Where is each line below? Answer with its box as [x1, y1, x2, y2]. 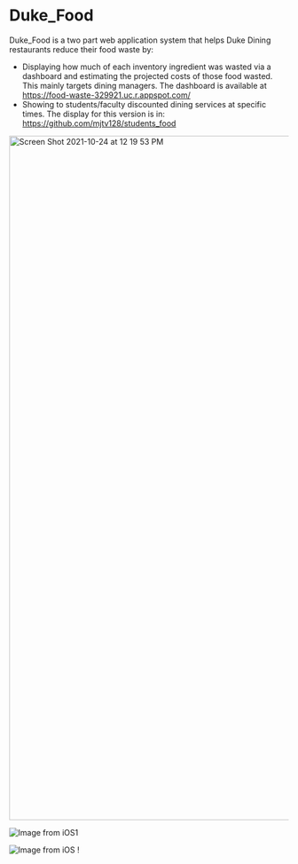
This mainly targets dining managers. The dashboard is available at [21, 80, 268, 91]
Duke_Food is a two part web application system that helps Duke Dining [9, 35, 271, 45]
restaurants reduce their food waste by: [9, 44, 153, 54]
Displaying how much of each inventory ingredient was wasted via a [21, 61, 272, 72]
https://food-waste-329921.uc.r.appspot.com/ [21, 90, 191, 100]
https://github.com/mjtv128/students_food [21, 117, 176, 129]
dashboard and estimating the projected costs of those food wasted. [21, 70, 273, 81]
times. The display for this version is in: [21, 108, 166, 119]
